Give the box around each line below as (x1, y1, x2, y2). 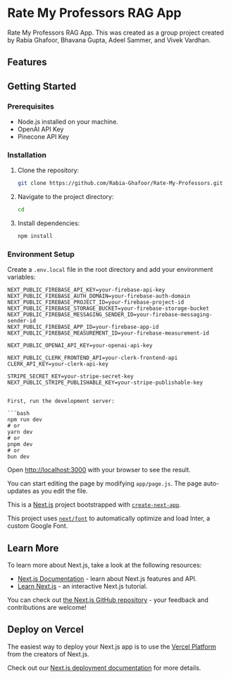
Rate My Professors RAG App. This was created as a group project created (7, 28, 224, 37)
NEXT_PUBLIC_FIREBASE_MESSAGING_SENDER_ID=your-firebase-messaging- (7, 311, 213, 318)
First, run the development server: (7, 397, 115, 405)
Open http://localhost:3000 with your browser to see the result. (7, 466, 192, 474)
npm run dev (7, 416, 42, 423)
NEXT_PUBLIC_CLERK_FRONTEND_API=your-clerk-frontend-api (7, 354, 178, 361)
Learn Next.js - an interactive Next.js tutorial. (17, 582, 148, 591)
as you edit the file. (32, 487, 88, 495)
